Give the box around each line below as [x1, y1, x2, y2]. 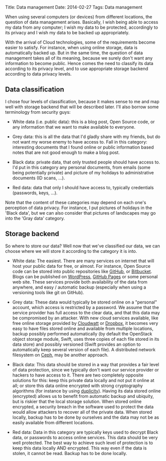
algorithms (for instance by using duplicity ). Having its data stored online [12, 387, 161, 394]
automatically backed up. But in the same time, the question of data [5, 50, 143, 56]
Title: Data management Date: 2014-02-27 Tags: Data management [5, 4, 143, 10]
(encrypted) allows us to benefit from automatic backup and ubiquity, [12, 393, 154, 399]
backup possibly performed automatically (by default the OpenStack [12, 330, 153, 337]
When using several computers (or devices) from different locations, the [5, 14, 153, 19]
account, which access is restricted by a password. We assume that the [12, 304, 160, 310]
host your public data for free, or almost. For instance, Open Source [12, 263, 151, 269]
